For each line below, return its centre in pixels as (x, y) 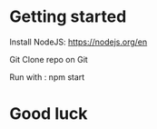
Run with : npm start (47, 77)
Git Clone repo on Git (49, 59)
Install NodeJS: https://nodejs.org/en (78, 42)
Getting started (68, 17)
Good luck (49, 114)
